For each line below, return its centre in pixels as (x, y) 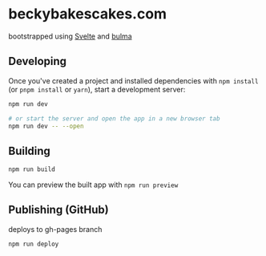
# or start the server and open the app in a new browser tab (114, 118)
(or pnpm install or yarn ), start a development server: (97, 89)
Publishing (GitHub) (59, 210)
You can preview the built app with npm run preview (93, 185)
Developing (37, 61)
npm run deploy (34, 244)
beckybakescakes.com (87, 14)
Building (29, 150)
